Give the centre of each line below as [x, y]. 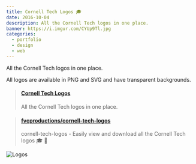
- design [22, 46]
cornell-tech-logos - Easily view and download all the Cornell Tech [103, 134]
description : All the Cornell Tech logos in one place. [77, 23]
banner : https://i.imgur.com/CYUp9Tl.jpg [59, 29]
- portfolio [27, 40]
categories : [21, 34]
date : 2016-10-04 [28, 17]
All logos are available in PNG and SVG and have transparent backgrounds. [99, 79]
